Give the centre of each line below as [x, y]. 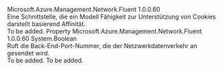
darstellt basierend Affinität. [46, 24]
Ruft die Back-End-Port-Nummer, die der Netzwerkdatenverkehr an [102, 46]
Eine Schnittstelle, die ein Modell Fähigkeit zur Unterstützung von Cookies [111, 16]
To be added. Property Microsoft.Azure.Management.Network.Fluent [105, 31]
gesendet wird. [28, 53]
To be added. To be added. [45, 60]
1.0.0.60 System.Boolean [42, 38]
